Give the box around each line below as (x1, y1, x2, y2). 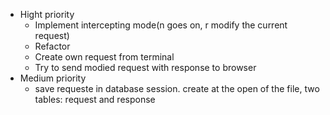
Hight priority (19, 9, 75, 20)
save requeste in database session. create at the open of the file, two (34, 83, 320, 94)
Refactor (34, 40, 71, 52)
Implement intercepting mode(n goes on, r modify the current (34, 19, 288, 31)
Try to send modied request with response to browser (34, 62, 257, 73)
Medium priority (19, 72, 87, 84)
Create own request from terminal (34, 51, 175, 63)
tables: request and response (34, 94, 156, 105)
